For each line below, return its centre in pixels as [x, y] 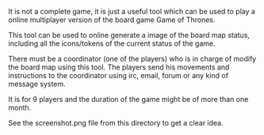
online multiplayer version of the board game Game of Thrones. [112, 20]
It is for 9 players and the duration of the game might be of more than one [128, 99]
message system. [37, 84]
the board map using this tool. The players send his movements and [119, 67]
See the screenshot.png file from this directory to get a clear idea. [116, 123]
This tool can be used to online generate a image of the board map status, [129, 35]
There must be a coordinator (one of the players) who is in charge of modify [132, 59]
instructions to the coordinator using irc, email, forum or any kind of [118, 75]
